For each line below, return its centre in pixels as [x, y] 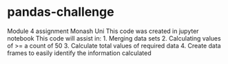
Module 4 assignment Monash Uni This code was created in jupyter [103, 31]
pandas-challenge [61, 12]
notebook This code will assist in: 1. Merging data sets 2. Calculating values [114, 38]
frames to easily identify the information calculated [79, 53]
